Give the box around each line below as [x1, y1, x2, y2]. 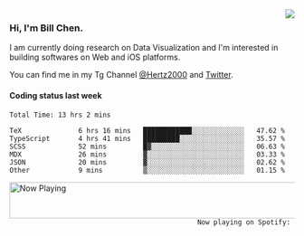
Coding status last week [9, 90, 102, 100]
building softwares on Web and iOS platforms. [9, 52, 181, 62]
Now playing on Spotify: [197, 217, 291, 227]
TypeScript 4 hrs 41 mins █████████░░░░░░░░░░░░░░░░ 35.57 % [9, 134, 285, 143]
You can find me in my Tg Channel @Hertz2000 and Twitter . [9, 70, 233, 80]
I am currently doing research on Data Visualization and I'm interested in [9, 42, 279, 53]
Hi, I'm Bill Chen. [9, 22, 84, 34]
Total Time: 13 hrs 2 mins [9, 110, 111, 119]
